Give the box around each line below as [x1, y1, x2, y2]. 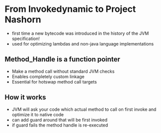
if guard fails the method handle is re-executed [11, 122, 108, 128]
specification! [11, 36, 40, 42]
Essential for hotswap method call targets [11, 79, 97, 85]
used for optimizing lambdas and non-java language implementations [11, 41, 154, 46]
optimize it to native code [11, 111, 64, 117]
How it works [4, 93, 46, 102]
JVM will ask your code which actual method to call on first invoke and [11, 106, 157, 112]
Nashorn [4, 14, 41, 25]
